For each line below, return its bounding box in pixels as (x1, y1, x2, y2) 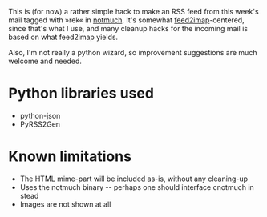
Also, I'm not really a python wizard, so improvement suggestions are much (8, 48, 257, 57)
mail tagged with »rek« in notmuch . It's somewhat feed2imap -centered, (8, 15, 245, 25)
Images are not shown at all (19, 199, 111, 209)
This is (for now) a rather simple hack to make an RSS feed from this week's (8, 7, 259, 16)
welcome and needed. (8, 56, 83, 66)
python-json (19, 111, 61, 120)
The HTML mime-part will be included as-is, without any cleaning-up (19, 174, 249, 183)
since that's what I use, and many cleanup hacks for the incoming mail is (8, 24, 249, 33)
